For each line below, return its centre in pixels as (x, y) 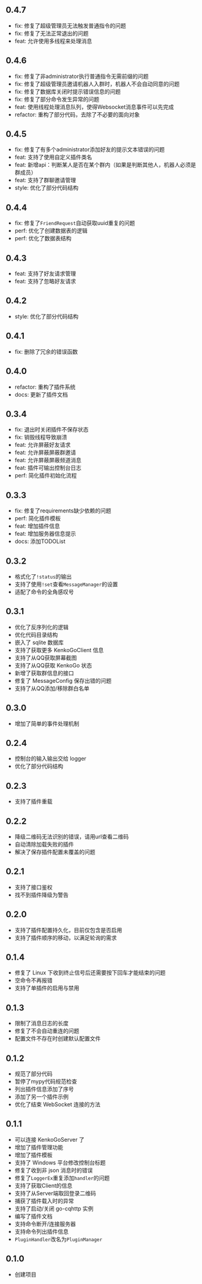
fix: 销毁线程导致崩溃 (41, 437)
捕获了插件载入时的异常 (44, 1201)
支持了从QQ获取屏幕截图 (46, 658)
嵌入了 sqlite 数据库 (39, 642)
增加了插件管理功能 (39, 1147)
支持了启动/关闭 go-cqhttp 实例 (54, 1208)
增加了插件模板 (33, 1155)
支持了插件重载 (33, 802)
